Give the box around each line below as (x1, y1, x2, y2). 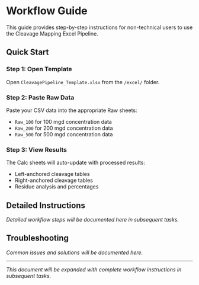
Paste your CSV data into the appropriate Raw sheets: (6, 107, 137, 114)
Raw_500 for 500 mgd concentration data (14, 130, 113, 137)
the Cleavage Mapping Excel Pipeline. (6, 30, 99, 37)
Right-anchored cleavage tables (14, 177, 94, 184)
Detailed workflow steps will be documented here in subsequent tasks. (6, 216, 179, 223)
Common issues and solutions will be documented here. (6, 249, 143, 256)
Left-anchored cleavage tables (14, 171, 90, 178)
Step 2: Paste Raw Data (6, 93, 75, 101)
